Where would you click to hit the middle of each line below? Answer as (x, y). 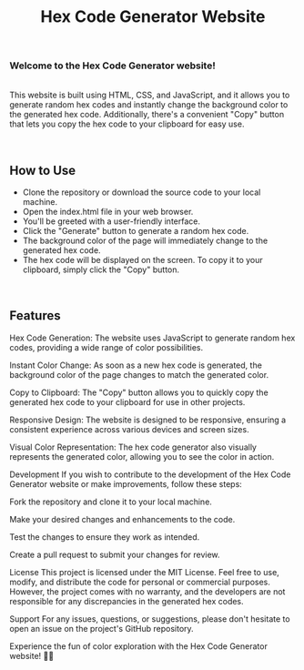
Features (35, 316)
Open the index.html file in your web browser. (108, 212)
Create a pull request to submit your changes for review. (115, 554)
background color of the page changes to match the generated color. (139, 374)
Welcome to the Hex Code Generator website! (112, 66)
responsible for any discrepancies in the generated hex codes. (127, 601)
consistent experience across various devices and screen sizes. (129, 429)
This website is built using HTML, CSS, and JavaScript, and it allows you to (150, 95)
